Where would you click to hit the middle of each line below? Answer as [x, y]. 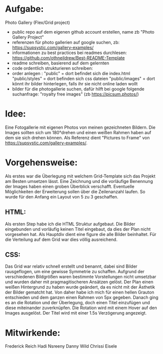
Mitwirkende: [33, 333]
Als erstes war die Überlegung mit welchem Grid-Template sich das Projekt [80, 176]
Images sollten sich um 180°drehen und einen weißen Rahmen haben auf [78, 132]
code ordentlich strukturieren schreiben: [53, 68]
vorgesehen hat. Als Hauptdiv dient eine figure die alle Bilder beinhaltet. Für [81, 234]
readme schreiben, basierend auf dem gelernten [61, 63]
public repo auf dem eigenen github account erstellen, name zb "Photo [83, 32]
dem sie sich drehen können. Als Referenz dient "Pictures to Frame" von [77, 138]
